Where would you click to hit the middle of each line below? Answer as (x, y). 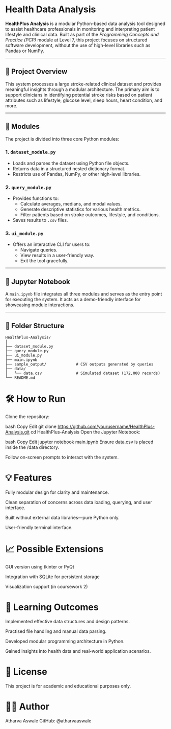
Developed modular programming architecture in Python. (65, 641)
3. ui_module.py (24, 234)
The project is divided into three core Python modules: (62, 139)
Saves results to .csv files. (40, 220)
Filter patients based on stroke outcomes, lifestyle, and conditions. (90, 215)
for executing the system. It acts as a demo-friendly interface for (73, 300)
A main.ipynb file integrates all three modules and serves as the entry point (84, 294)
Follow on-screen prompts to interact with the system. (62, 457)
